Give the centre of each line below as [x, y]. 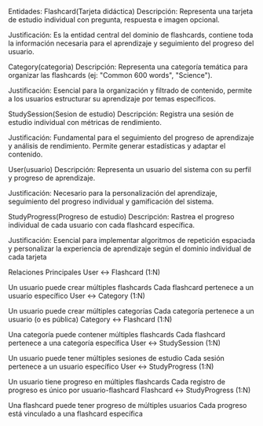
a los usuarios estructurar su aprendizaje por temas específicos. [112, 99]
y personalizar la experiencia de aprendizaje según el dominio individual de [130, 248]
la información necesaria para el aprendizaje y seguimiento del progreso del [131, 43]
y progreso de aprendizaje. [52, 178]
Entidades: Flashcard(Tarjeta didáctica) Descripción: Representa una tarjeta [131, 11]
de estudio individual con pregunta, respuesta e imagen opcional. [114, 20]
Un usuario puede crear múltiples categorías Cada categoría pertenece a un [131, 311]
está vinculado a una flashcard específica [75, 413]
